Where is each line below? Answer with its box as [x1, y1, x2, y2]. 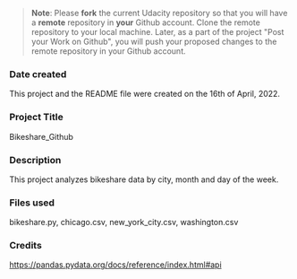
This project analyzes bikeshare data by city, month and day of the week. [9, 174, 279, 185]
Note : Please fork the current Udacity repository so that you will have [30, 8, 288, 18]
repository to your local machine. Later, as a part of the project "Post [30, 27, 284, 37]
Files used [9, 196, 55, 209]
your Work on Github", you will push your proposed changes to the [30, 36, 277, 47]
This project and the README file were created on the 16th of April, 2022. [9, 89, 280, 100]
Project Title [9, 111, 64, 124]
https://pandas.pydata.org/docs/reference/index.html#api [9, 259, 222, 270]
